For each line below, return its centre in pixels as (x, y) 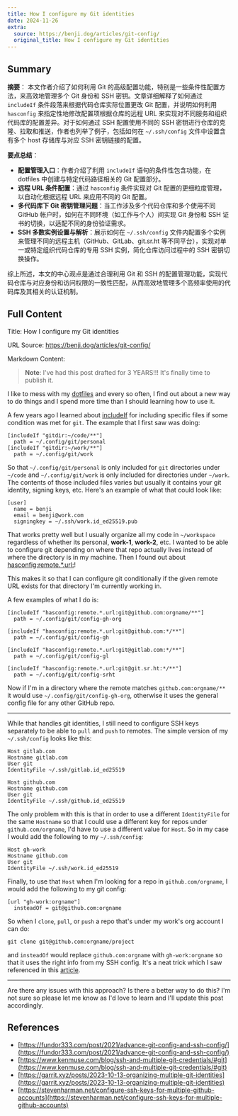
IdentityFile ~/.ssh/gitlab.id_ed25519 (66, 770)
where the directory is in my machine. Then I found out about (97, 557)
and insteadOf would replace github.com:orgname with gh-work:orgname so (115, 954)
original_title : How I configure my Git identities (92, 40)
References (33, 1028)
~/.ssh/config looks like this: (50, 738)
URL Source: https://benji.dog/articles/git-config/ (79, 345)
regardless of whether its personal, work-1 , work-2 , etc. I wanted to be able (118, 542)
